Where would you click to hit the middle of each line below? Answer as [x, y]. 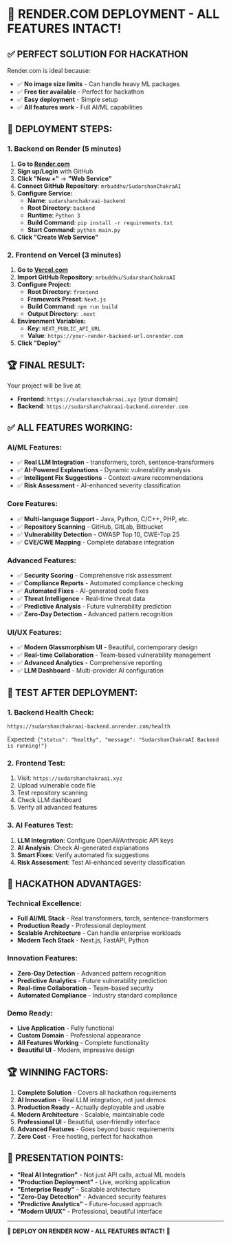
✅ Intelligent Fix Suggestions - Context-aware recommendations [110, 478]
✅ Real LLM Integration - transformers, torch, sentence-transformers [115, 462]
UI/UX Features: [34, 632]
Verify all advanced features [57, 808]
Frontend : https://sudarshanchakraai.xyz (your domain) [98, 399]
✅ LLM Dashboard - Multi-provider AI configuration [90, 671]
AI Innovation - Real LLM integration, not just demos [91, 1099]
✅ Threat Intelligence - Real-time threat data [81, 599]
